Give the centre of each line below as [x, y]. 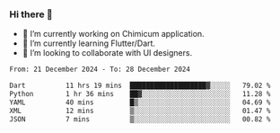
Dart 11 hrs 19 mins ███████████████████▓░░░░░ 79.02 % [140, 86]
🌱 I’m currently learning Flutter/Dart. [88, 43]
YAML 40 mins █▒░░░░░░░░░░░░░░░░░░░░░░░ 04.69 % [140, 102]
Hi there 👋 [31, 14]
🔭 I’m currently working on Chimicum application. [113, 34]
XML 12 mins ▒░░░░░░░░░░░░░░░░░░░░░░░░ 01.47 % [140, 111]
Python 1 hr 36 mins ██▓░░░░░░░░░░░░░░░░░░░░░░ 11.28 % [140, 94]
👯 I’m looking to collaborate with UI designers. [107, 53]
